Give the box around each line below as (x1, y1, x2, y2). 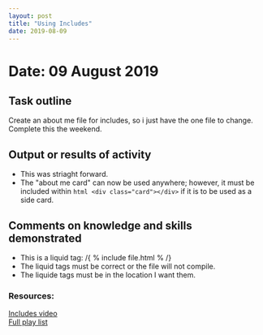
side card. (19, 195, 54, 205)
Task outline (8, 94, 72, 108)
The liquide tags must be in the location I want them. (19, 270, 196, 280)
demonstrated (8, 231, 83, 245)
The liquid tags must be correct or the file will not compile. (19, 261, 216, 271)
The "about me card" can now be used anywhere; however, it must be (19, 178, 255, 187)
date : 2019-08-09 (8, 27, 67, 35)
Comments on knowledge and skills (8, 218, 192, 232)
